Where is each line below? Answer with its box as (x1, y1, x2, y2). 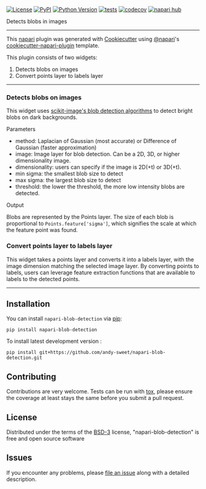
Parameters (6, 126, 36, 133)
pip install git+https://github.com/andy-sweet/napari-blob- (6, 350, 166, 356)
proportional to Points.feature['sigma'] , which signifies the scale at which (6, 220, 197, 227)
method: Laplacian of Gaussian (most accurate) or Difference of (15, 137, 177, 145)
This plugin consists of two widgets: (6, 54, 97, 61)
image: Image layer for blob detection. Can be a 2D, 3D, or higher (15, 150, 180, 158)
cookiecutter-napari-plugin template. (6, 42, 100, 49)
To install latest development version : (6, 337, 102, 345)
